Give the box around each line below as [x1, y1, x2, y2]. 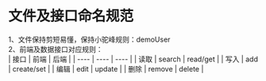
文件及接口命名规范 [8, 7, 134, 25]
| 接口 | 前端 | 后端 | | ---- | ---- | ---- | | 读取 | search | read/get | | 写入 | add [8, 54, 258, 64]
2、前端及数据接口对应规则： [8, 44, 103, 53]
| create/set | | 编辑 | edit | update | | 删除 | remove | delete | [8, 64, 204, 73]
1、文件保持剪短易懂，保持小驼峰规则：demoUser [8, 35, 171, 44]
